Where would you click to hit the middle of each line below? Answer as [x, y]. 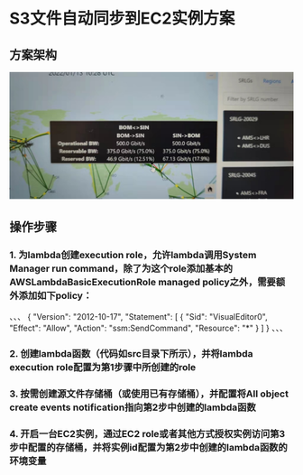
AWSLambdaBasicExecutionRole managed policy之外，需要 [143, 282]
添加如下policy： [55, 295]
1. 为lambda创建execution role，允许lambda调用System [133, 255]
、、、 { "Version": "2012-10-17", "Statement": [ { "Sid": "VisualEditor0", [138, 317]
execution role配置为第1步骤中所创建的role [103, 368]
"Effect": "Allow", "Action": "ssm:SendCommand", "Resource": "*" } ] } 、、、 [149, 328]
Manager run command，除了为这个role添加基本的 [121, 268]
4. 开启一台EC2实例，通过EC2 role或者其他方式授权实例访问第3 [147, 433]
